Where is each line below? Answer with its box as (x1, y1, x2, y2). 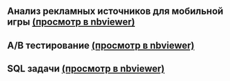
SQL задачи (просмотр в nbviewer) (7, 63, 165, 75)
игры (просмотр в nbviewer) (7, 16, 136, 28)
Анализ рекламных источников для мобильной (7, 5, 224, 17)
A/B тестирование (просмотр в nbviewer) (7, 39, 195, 51)
